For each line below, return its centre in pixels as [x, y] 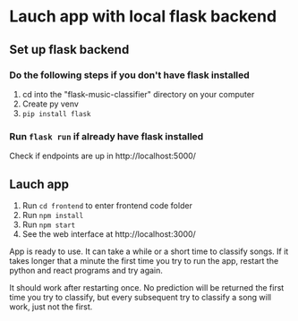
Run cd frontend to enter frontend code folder [107, 205]
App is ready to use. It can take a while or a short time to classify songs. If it [149, 251]
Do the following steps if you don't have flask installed [130, 75]
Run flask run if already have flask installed [106, 136]
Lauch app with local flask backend [143, 17]
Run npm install [53, 215]
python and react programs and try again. [86, 270]
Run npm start [49, 224]
